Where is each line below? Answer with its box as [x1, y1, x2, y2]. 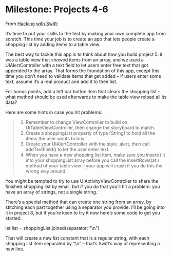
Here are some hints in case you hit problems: [5, 109, 103, 115]
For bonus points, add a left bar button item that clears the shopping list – [5, 88, 160, 94]
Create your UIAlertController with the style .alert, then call [25, 141, 150, 147]
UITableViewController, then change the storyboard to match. [25, 124, 156, 131]
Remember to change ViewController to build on [25, 119, 128, 125]
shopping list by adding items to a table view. [5, 41, 101, 47]
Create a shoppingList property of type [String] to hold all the [25, 130, 156, 136]
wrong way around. [25, 168, 67, 174]
